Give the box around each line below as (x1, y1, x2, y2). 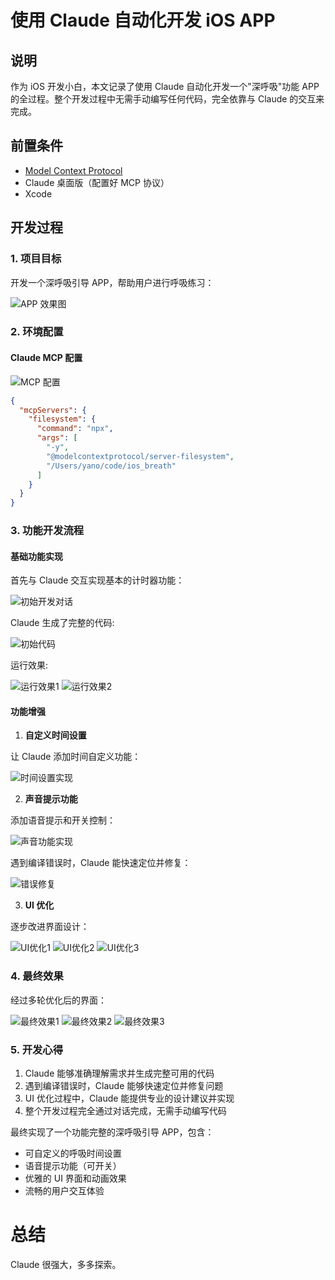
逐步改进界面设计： (10, 921, 90, 933)
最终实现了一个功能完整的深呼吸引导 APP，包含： (10, 1126, 215, 1138)
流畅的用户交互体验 (24, 1185, 105, 1197)
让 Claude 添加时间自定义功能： (10, 751, 142, 763)
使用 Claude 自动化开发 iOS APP (10, 9, 276, 32)
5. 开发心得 (10, 1042, 64, 1056)
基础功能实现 (10, 550, 63, 562)
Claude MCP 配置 (10, 352, 83, 364)
